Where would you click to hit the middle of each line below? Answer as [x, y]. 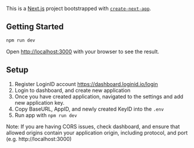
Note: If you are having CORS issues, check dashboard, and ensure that [93, 126]
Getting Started [35, 27]
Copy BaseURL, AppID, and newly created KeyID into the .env [89, 109]
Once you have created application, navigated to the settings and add [99, 97]
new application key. [39, 102]
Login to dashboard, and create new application [73, 90]
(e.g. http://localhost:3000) [39, 139]
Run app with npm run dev [46, 115]
